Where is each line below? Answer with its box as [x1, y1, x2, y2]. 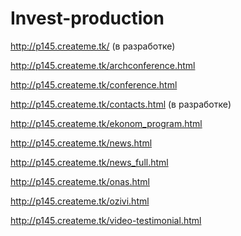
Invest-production [10, 7, 165, 30]
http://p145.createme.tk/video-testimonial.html [10, 214, 202, 226]
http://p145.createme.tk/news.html [10, 137, 153, 149]
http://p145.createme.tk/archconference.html [10, 59, 196, 71]
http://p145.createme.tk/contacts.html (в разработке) [10, 98, 232, 110]
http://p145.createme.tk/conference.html [10, 78, 178, 91]
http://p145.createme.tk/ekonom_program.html [10, 117, 203, 129]
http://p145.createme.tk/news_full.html [10, 156, 169, 168]
